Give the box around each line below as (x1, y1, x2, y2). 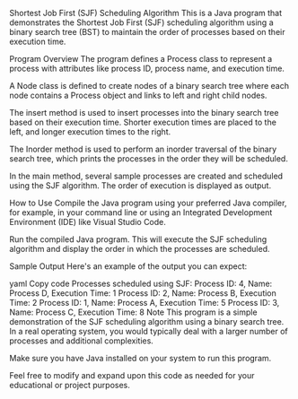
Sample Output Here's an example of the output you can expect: (9, 261, 248, 272)
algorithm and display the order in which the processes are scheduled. (9, 244, 271, 254)
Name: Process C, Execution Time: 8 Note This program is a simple (9, 307, 258, 317)
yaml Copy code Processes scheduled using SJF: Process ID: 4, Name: (9, 278, 273, 289)
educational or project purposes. (9, 380, 130, 390)
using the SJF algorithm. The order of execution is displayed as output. (9, 180, 272, 191)
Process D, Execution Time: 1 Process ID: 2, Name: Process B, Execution (9, 288, 276, 299)
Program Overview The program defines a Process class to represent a (9, 54, 273, 64)
